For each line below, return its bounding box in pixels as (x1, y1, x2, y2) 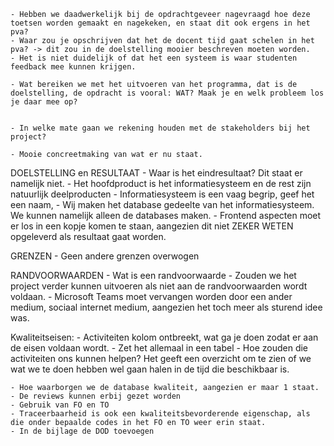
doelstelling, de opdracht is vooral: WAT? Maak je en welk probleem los (10, 88, 325, 98)
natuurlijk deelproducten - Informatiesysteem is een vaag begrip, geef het (10, 188, 315, 200)
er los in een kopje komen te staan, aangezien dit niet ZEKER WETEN (10, 220, 294, 232)
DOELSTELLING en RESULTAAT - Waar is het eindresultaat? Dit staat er (10, 167, 303, 179)
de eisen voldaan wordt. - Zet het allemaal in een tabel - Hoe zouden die (10, 342, 309, 354)
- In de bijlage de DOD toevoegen (10, 426, 155, 436)
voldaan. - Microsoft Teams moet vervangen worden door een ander (10, 291, 293, 302)
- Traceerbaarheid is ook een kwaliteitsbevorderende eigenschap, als (10, 409, 311, 419)
